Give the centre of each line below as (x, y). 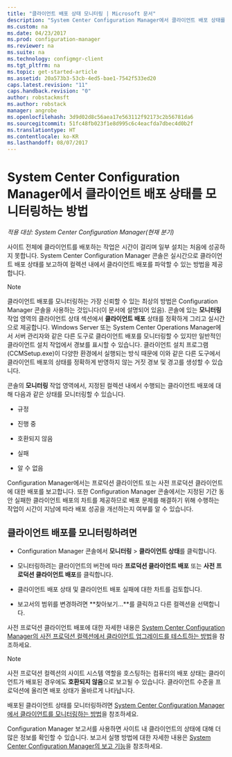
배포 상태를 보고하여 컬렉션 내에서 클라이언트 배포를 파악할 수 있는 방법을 (112, 264)
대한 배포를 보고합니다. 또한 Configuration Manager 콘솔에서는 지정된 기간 (116, 491)
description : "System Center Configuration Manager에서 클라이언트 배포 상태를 (116, 20)
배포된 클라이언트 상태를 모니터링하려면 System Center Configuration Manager (116, 705)
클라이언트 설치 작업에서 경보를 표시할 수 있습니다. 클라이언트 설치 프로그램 (108, 345)
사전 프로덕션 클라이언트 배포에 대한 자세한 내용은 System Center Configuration (116, 627)
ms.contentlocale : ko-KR (43, 136)
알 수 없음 (30, 468)
